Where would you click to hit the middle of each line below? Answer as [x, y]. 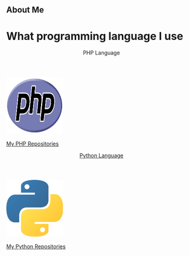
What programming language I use [95, 36]
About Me [25, 10]
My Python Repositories [36, 247]
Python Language [101, 156]
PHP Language [101, 53]
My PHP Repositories [33, 144]
